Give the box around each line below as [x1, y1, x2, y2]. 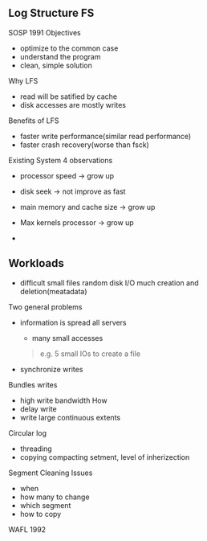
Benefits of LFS [8, 116, 59, 125]
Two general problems [8, 301, 83, 312]
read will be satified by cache [19, 92, 118, 101]
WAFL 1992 [8, 524, 47, 534]
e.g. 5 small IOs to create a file [39, 349, 141, 359]
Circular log [8, 428, 47, 437]
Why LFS [8, 76, 39, 85]
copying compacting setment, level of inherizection [19, 452, 190, 461]
